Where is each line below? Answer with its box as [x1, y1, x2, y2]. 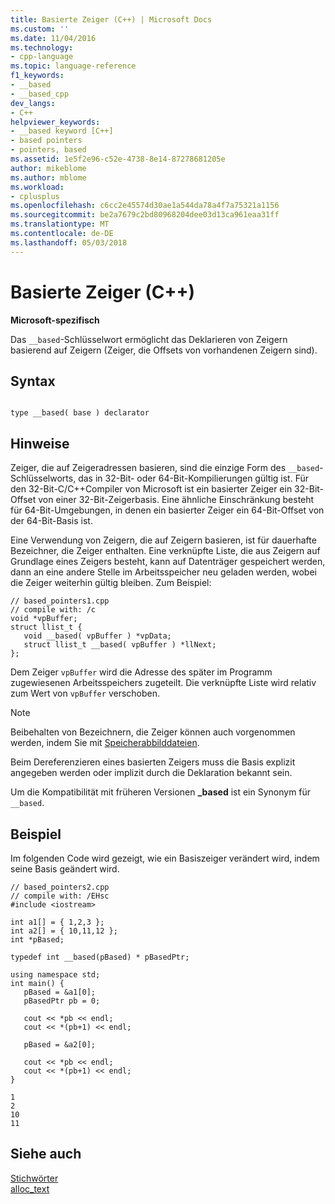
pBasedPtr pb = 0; [23, 996, 101, 1006]
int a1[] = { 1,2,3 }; [10, 917, 105, 927]
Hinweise [10, 435, 70, 452]
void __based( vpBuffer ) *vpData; [23, 631, 172, 641]
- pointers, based [10, 145, 87, 155]
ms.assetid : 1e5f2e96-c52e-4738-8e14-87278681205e [10, 154, 226, 164]
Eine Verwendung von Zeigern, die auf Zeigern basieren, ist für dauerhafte [10, 534, 317, 546]
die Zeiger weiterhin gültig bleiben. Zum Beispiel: [10, 577, 212, 589]
